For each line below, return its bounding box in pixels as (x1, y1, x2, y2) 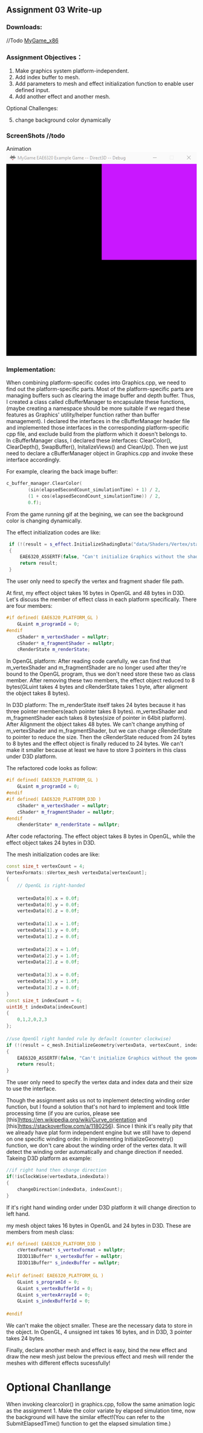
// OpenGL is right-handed (17, 882, 85, 889)
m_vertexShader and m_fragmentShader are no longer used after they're (6, 664, 187, 671)
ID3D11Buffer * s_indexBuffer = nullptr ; (17, 1260, 120, 1266)
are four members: (6, 602, 53, 610)
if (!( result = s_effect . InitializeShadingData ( (8, 541, 134, 547)
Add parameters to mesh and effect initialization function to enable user (14, 80, 194, 87)
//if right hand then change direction (6, 1167, 107, 1173)
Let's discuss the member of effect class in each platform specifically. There (6, 596, 197, 603)
